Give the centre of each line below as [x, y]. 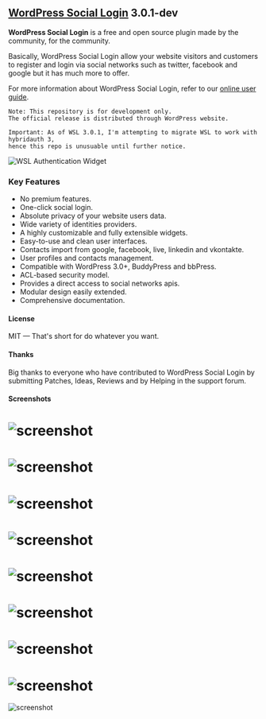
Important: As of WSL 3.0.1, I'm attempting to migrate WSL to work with [133, 132]
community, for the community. [60, 41]
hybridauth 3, [32, 139]
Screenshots [30, 399]
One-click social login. [56, 208]
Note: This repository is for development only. [90, 111]
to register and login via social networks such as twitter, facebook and [123, 64]
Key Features [35, 181]
